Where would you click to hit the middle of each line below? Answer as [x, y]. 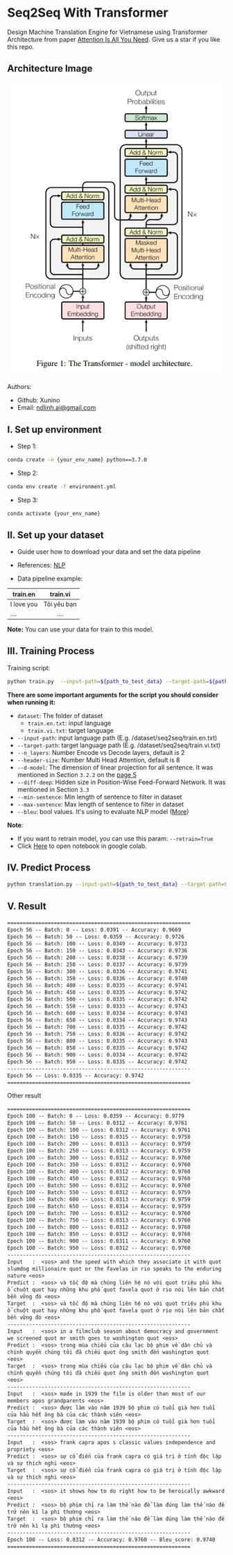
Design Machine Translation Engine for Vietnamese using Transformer [107, 32]
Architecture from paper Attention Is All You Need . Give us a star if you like [114, 39]
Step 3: [27, 500]
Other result [24, 1096]
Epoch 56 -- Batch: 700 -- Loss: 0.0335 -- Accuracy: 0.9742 [97, 1027]
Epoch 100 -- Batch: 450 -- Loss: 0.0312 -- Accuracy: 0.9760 [99, 1179]
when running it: [32, 702]
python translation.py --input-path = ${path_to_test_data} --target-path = [116, 884]
